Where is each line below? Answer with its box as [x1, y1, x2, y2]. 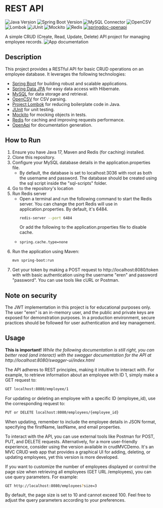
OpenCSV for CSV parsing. [12, 96, 67, 102]
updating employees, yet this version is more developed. [5, 454, 119, 460]
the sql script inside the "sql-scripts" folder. [19, 180, 107, 186]
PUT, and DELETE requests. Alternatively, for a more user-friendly [5, 438, 138, 444]
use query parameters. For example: [5, 474, 78, 480]
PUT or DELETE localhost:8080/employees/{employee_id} [5, 410, 119, 415]
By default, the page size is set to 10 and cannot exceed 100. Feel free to [5, 492, 151, 498]
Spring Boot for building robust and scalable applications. [12, 80, 128, 86]
